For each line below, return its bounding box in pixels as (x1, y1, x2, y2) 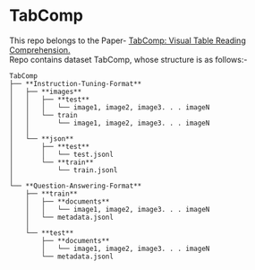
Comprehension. (9, 44, 71, 55)
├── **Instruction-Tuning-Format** (9, 79, 142, 88)
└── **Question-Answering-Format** (9, 181, 142, 190)
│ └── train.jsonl (9, 165, 118, 175)
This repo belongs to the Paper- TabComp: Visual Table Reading (9, 35, 246, 46)
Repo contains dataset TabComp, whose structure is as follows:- (9, 54, 248, 65)
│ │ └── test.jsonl (9, 150, 115, 159)
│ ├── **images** (9, 87, 82, 96)
